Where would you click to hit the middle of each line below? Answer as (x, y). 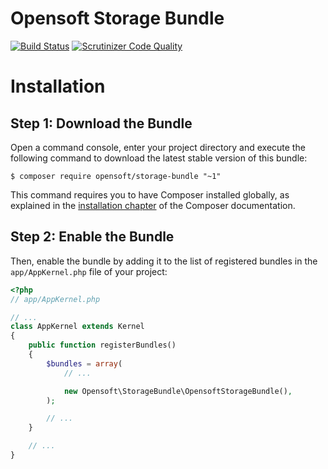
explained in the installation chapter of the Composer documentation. (153, 205)
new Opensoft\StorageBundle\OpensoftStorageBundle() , (178, 391)
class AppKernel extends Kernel (77, 327)
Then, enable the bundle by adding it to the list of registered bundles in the (164, 261)
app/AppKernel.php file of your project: (89, 271)
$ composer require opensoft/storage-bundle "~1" (116, 176)
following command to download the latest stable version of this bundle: (159, 158)
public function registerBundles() (102, 345)
